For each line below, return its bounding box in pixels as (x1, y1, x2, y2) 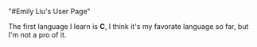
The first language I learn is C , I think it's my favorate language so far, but (8, 22, 249, 31)
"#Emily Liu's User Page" (8, 7, 91, 16)
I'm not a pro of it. (8, 31, 67, 39)
